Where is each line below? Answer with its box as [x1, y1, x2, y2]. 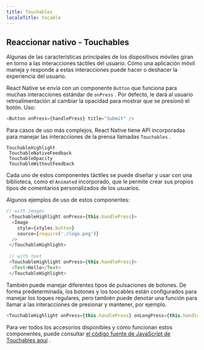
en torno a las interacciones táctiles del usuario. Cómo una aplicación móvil [6, 60, 195, 67]
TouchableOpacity [8, 156, 53, 162]
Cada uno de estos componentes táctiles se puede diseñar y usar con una [6, 172, 192, 179]
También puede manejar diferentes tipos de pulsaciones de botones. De [6, 281, 186, 289]
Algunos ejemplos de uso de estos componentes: [6, 196, 130, 204]
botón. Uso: [6, 104, 36, 111]
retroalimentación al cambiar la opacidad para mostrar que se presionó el [6, 97, 190, 105]
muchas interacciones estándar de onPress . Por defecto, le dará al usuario [6, 91, 193, 98]
